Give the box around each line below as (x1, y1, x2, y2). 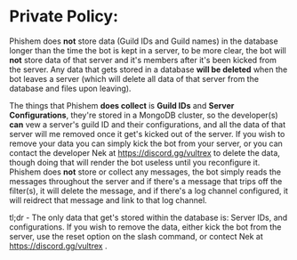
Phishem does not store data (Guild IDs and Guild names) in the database (9, 36, 278, 46)
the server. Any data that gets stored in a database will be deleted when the (9, 64, 288, 75)
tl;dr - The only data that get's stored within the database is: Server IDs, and (9, 212, 288, 223)
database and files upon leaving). (9, 83, 132, 93)
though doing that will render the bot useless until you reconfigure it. (9, 157, 261, 167)
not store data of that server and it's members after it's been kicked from (9, 54, 277, 65)
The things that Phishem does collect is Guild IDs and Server (9, 100, 235, 110)
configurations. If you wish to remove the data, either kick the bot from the (9, 221, 282, 232)
